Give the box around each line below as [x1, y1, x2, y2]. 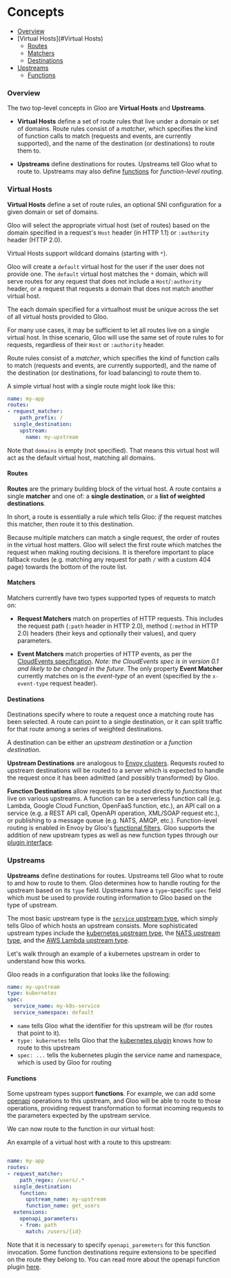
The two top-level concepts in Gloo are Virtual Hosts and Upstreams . [7, 104, 206, 112]
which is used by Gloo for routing [17, 1058, 112, 1066]
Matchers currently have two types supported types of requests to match [7, 594, 216, 602]
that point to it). [17, 1029, 61, 1037]
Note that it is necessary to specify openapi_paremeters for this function [7, 1240, 210, 1249]
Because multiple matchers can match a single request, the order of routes [7, 533, 220, 542]
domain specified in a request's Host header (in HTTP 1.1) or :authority [7, 228, 210, 237]
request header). [50, 679, 98, 687]
